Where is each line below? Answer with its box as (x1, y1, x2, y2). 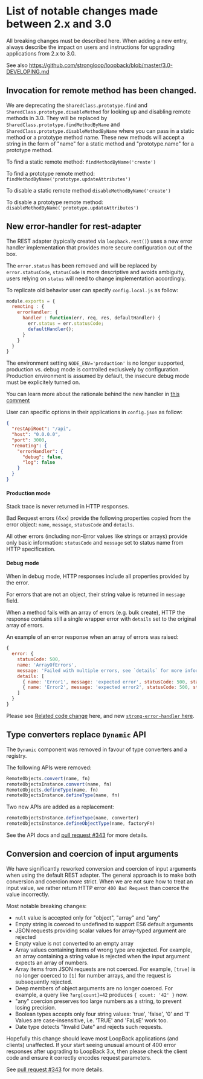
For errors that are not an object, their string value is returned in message (6, 591, 185, 598)
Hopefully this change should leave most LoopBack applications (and (6, 1034, 179, 1042)
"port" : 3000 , (11, 437, 47, 443)
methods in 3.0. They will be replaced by (6, 114, 108, 121)
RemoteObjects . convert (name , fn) (6, 775, 91, 781)
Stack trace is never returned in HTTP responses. (6, 503, 130, 510)
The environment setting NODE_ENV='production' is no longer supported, (6, 359, 185, 367)
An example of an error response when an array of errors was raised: (6, 633, 179, 641)
